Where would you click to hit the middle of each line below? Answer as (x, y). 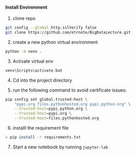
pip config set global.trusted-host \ (46, 99)
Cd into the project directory (42, 80)
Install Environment (26, 7)
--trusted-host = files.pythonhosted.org (57, 118)
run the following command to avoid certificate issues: (70, 90)
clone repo (24, 18)
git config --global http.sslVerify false (51, 28)
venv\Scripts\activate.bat (34, 70)
